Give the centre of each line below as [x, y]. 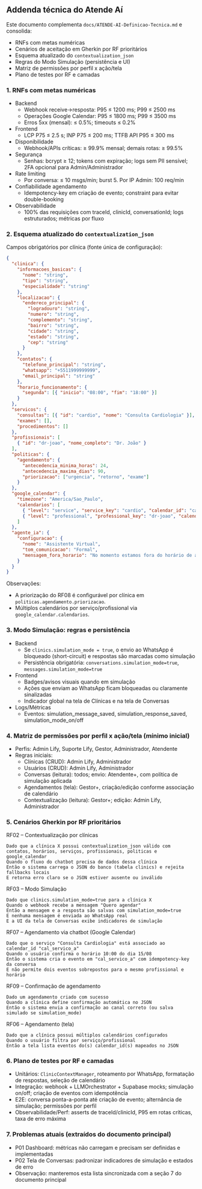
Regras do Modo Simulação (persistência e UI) [72, 61]
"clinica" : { [28, 264]
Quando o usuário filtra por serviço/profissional [71, 1041]
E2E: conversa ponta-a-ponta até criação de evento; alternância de [98, 1100]
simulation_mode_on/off [54, 720]
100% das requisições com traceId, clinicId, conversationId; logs [104, 212]
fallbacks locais [28, 873]
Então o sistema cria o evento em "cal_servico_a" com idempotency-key [98, 959]
